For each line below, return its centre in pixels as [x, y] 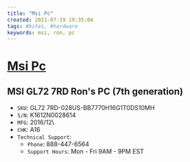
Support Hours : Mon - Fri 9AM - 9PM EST [85, 152]
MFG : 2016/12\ [36, 122]
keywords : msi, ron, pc [41, 32]
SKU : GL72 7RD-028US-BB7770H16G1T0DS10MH [86, 108]
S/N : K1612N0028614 [47, 115]
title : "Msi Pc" [30, 13]
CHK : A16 [28, 130]
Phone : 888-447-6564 [58, 144]
